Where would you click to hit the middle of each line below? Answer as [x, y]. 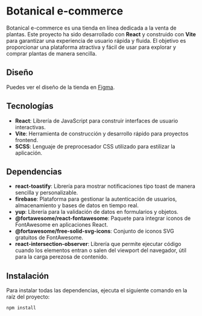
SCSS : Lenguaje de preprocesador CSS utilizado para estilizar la [95, 146]
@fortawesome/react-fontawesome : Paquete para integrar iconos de [103, 218]
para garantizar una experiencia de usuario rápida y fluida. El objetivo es [96, 40]
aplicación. [29, 153]
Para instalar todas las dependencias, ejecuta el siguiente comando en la [97, 291]
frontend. [27, 140]
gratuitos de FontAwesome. [49, 237]
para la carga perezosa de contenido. [62, 257]
